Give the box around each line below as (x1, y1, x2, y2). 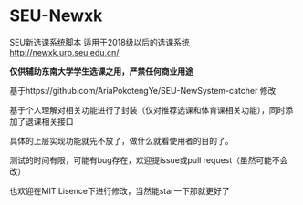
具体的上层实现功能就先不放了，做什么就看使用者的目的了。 (9, 135, 234, 146)
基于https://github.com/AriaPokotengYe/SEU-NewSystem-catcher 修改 (9, 85, 277, 96)
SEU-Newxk (9, 5, 103, 26)
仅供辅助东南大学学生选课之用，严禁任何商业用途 (9, 66, 193, 77)
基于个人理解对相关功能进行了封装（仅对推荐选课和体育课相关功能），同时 (9, 104, 286, 115)
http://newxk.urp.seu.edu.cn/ (9, 46, 120, 57)
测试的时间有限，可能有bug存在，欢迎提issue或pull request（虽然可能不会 (9, 154, 288, 165)
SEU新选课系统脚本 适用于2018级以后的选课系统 (9, 36, 190, 47)
